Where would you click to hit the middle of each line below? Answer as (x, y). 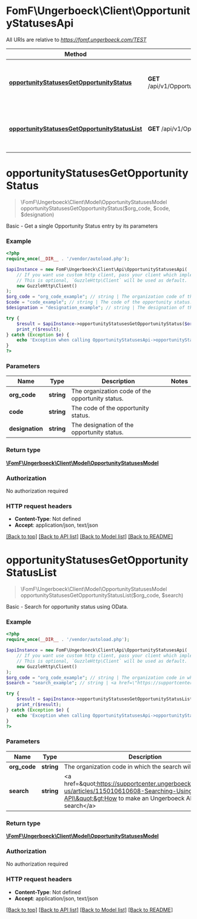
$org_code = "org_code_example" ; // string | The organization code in (95, 677)
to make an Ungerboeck (151, 798)
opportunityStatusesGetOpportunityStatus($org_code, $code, (95, 208)
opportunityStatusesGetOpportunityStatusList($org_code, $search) (102, 596)
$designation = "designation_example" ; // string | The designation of (95, 308)
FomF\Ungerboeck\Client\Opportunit (98, 11)
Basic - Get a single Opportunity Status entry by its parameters (82, 226)
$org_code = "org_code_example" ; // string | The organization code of (95, 297)
